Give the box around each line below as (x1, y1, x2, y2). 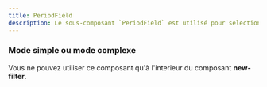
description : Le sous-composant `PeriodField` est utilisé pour (8, 19, 226, 27)
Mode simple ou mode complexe (8, 45, 137, 56)
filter (8, 71, 25, 81)
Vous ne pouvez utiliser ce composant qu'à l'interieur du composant (8, 62, 232, 72)
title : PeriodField (8, 11, 73, 20)
